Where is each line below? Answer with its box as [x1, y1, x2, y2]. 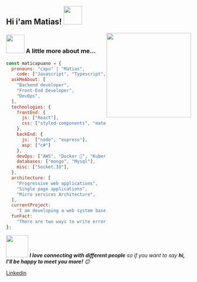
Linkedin [6, 269, 27, 276]
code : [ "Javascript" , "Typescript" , [16, 71, 107, 77]
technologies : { [11, 104, 51, 110]
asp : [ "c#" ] [21, 142, 51, 148]
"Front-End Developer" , [16, 88, 75, 94]
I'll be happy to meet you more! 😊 [6, 258, 90, 265]
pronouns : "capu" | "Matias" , [11, 66, 85, 72]
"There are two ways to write [16, 219, 91, 225]
